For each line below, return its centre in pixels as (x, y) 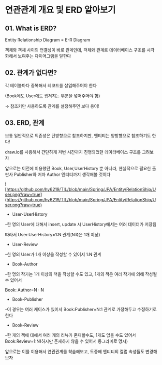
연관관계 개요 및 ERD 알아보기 (60, 10)
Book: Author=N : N (25, 290)
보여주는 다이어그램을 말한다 (44, 56)
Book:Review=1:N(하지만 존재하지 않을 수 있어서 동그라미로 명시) (66, 341)
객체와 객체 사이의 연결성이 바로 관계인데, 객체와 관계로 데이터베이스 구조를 (75, 50)
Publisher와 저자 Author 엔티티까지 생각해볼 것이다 (62, 174)
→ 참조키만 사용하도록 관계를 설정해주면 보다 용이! (52, 106)
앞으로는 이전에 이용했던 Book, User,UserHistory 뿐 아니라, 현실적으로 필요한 (78, 168)
